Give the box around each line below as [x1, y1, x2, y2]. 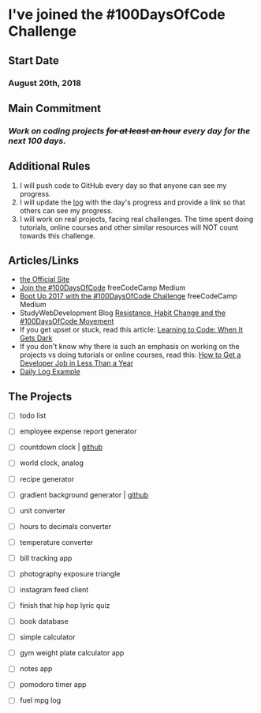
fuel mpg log [19, 696, 62, 705]
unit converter [19, 505, 65, 515]
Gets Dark [19, 333, 53, 343]
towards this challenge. [19, 231, 96, 240]
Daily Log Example [19, 367, 80, 377]
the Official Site [19, 275, 70, 284]
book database [19, 617, 69, 626]
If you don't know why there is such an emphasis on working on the [19, 342, 240, 351]
